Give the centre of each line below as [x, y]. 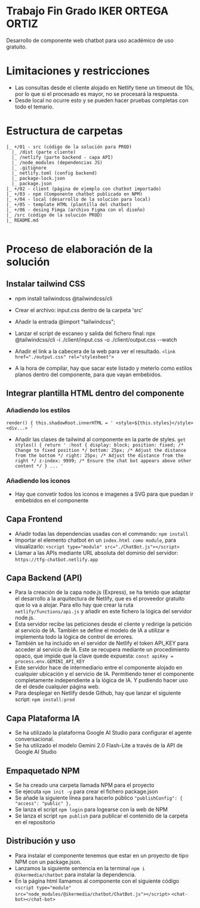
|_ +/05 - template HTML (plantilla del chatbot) [69, 204]
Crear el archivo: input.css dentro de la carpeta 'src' [79, 310]
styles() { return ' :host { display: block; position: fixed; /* [99, 445]
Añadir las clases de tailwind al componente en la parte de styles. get [100, 439]
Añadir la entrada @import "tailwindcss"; [65, 321]
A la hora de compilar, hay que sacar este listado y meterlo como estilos [103, 368]
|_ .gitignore [29, 168]
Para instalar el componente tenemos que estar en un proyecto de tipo [102, 855]
